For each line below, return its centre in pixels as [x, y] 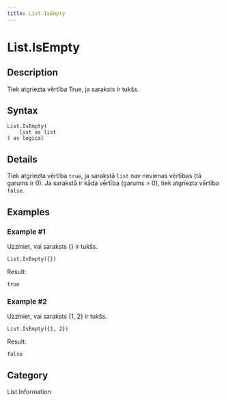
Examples [28, 212]
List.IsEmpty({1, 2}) [38, 329]
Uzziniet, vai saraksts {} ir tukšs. [52, 246]
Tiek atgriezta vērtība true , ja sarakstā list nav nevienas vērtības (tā [104, 176]
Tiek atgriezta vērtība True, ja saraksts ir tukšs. [73, 89]
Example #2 [27, 301]
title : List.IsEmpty [37, 13]
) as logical [26, 138]
